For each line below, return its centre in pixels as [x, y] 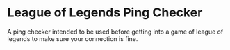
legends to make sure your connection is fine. [73, 38]
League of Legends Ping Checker [105, 13]
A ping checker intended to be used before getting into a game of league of [115, 32]
